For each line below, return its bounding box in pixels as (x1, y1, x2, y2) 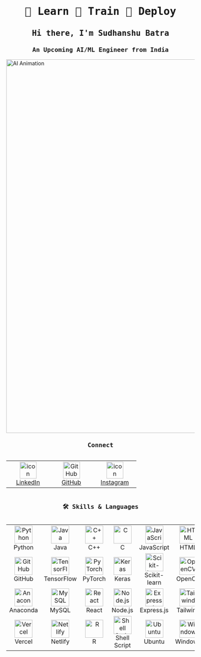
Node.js (111, 606, 133, 615)
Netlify (50, 637, 70, 646)
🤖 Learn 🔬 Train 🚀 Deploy (25, 5, 176, 18)
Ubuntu (143, 637, 165, 646)
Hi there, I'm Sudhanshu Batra (32, 28, 169, 38)
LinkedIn (16, 478, 40, 487)
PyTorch (83, 575, 106, 583)
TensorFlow (44, 575, 77, 583)
